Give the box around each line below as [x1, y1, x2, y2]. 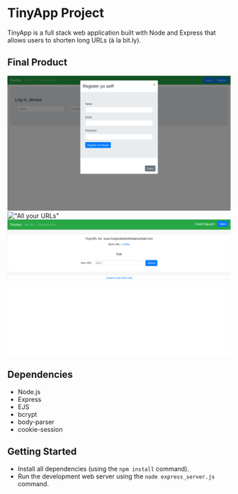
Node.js [17, 387, 41, 396]
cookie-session [17, 425, 63, 433]
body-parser [17, 418, 55, 426]
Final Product [7, 57, 67, 69]
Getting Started [7, 446, 77, 458]
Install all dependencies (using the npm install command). [17, 464, 190, 473]
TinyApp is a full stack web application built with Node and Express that [7, 28, 216, 37]
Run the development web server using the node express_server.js [17, 472, 215, 481]
